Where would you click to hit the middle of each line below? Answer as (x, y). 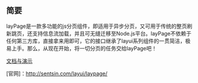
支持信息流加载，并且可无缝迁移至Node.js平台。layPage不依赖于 (112, 33)
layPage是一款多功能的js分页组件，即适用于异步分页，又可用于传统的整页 (97, 26)
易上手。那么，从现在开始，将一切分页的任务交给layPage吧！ (82, 48)
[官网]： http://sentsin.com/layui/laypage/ (57, 74)
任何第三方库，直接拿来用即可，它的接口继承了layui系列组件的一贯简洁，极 (98, 41)
